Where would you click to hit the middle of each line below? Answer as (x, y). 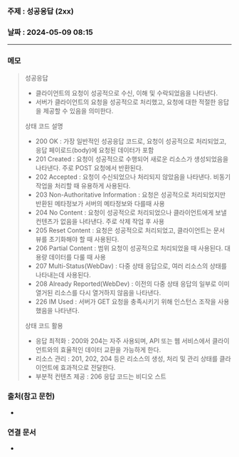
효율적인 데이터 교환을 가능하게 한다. (111, 349)
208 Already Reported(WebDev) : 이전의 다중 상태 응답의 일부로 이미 (132, 284)
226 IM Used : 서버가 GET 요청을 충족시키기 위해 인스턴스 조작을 (126, 302)
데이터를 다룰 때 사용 (78, 257)
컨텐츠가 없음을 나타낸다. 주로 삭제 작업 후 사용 (100, 221)
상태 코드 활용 (44, 325)
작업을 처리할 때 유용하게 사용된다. (83, 185)
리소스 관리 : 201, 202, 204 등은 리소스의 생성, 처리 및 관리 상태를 (127, 359)
